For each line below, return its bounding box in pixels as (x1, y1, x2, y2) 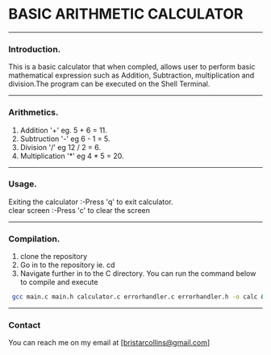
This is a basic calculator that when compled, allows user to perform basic (8, 62, 256, 72)
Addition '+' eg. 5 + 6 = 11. (19, 125, 107, 135)
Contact (8, 319, 41, 331)
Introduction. (8, 44, 61, 55)
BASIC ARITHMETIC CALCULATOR (8, 5, 244, 23)
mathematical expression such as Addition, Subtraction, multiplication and (8, 70, 255, 81)
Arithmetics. (8, 106, 59, 118)
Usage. (8, 178, 38, 190)
